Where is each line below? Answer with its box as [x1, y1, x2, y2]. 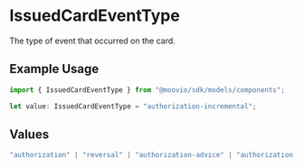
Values [9, 126, 50, 142]
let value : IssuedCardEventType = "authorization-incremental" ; [9, 101, 257, 111]
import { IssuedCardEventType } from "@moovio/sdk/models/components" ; [9, 85, 285, 95]
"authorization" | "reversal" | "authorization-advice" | [9, 151, 233, 160]
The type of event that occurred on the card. [9, 35, 176, 46]
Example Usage [9, 61, 100, 77]
